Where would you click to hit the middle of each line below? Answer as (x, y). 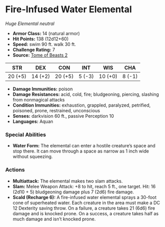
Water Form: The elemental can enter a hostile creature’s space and (84, 146)
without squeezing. (33, 157)
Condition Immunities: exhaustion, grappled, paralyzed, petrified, (81, 105)
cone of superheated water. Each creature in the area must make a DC (86, 203)
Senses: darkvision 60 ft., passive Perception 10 (63, 116)
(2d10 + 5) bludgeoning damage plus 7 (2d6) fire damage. (73, 192)
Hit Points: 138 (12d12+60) (40, 39)
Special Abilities (26, 135)
